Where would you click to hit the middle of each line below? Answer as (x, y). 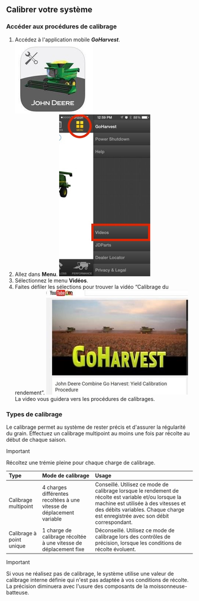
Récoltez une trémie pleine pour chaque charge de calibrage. (81, 462)
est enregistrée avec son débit (132, 516)
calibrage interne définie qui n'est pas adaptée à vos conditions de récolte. (97, 580)
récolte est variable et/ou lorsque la (138, 497)
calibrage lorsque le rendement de (137, 490)
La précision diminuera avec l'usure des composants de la (77, 586)
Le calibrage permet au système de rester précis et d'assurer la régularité (96, 427)
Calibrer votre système (49, 10)
